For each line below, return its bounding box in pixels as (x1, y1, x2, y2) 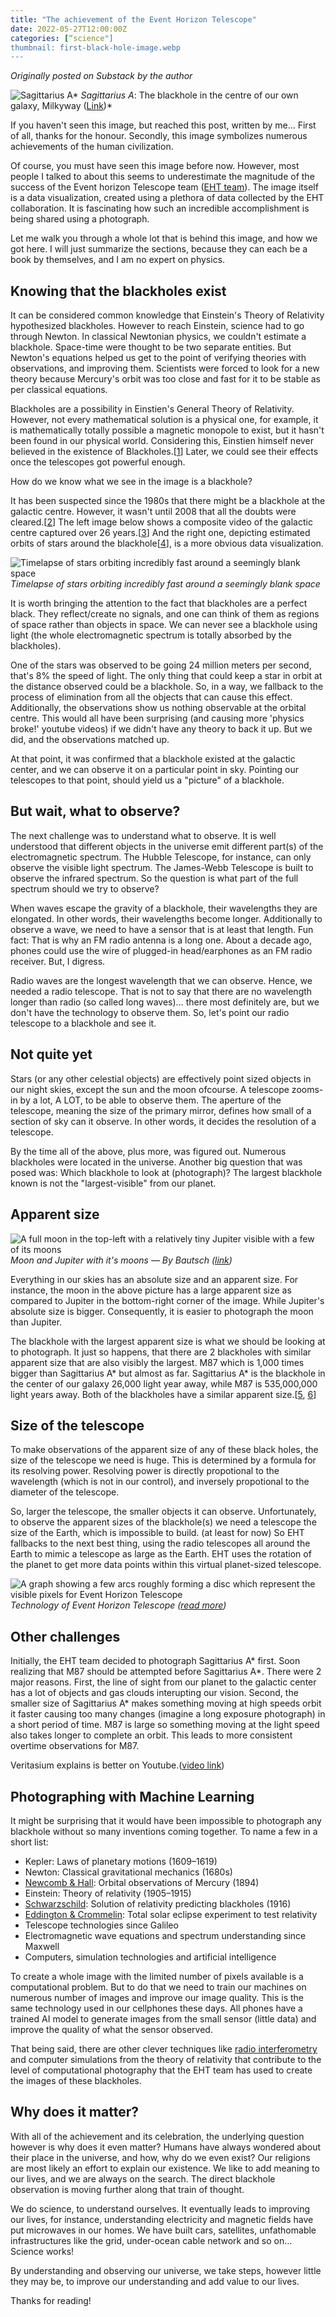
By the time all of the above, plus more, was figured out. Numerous (10, 1145, 287, 1157)
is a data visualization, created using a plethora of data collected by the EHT (10, 192, 325, 204)
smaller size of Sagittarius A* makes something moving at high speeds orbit (10, 1697, 322, 1710)
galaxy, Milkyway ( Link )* (10, 100, 113, 112)
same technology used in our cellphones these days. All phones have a (10, 2002, 303, 2014)
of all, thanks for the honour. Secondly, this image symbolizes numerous (10, 130, 308, 142)
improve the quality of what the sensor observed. (10, 2023, 213, 2035)
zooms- (291, 1083, 324, 1095)
